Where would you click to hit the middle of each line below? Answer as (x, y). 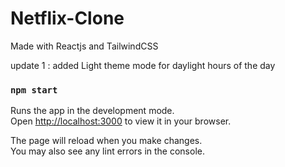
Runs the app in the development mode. (92, 111)
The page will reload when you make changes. (106, 141)
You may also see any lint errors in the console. (107, 151)
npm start (34, 90)
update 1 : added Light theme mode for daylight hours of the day (143, 65)
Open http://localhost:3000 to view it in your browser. (121, 121)
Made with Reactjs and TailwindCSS (84, 46)
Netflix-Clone (67, 18)
